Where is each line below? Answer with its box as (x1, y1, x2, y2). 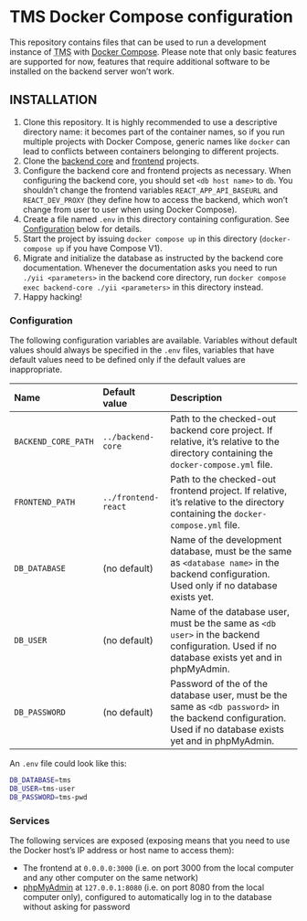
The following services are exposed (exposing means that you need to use (9, 834, 291, 846)
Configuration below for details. (22, 223, 143, 234)
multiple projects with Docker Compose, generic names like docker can (22, 135, 291, 147)
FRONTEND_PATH (14, 497, 76, 508)
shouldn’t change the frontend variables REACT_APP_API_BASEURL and (22, 185, 279, 196)
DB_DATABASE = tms (9, 776, 71, 785)
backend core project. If (170, 424, 273, 437)
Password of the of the (170, 678, 268, 691)
